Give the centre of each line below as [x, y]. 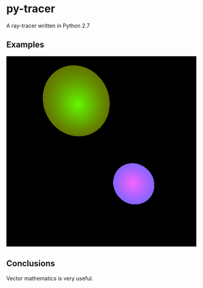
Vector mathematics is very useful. [50, 278]
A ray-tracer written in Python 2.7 [48, 26]
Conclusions [31, 264]
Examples [25, 45]
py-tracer [31, 9]
